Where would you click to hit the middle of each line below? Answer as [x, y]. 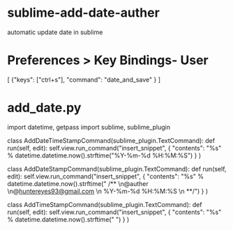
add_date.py [44, 108]
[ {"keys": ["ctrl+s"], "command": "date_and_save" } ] [84, 79]
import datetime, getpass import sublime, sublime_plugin [89, 127]
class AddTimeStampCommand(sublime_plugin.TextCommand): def [105, 204]
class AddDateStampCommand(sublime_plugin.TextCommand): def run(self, [117, 169]
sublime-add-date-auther [84, 13]
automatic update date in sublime [55, 32]
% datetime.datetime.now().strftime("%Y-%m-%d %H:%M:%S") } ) [104, 155]
